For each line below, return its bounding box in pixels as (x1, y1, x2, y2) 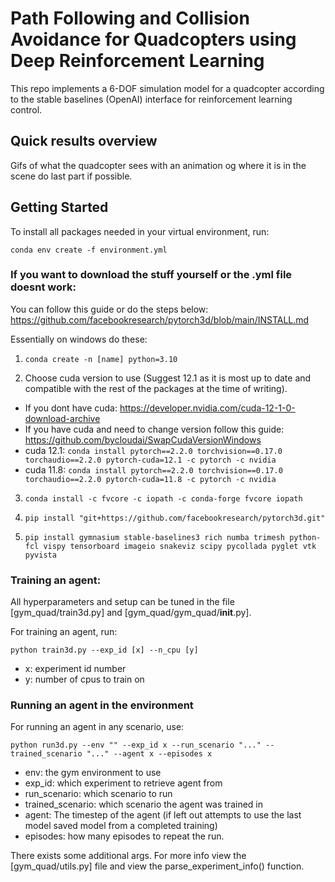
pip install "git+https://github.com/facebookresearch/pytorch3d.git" (24, 513, 326, 523)
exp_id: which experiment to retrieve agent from (24, 777, 223, 789)
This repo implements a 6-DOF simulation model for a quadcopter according (10, 82, 325, 94)
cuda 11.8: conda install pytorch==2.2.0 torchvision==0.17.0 (24, 463, 283, 476)
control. (10, 103, 43, 116)
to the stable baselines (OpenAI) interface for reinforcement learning (10, 93, 293, 105)
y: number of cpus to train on (24, 673, 145, 686)
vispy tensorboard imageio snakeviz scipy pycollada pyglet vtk (43, 541, 317, 551)
